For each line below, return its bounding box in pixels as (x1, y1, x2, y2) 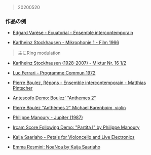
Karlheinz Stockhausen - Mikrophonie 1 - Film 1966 (12, 40, 119, 46)
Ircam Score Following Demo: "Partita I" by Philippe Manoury (12, 124, 140, 131)
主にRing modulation (17, 50, 61, 56)
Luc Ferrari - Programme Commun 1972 (12, 70, 96, 76)
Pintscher (12, 85, 33, 91)
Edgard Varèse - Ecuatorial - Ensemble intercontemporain (12, 30, 133, 36)
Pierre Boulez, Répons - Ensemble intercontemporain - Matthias (12, 80, 146, 86)
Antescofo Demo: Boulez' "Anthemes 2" (12, 95, 96, 101)
